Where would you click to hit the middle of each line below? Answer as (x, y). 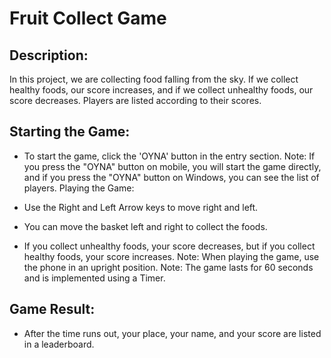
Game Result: (52, 309)
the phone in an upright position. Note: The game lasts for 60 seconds (168, 267)
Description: (49, 55)
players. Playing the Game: (79, 188)
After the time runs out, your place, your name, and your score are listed (172, 333)
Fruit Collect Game (88, 18)
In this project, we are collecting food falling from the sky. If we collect (154, 79)
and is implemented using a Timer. (94, 278)
